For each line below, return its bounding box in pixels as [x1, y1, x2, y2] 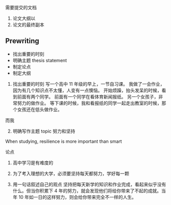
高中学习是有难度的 [12, 160, 54, 166]
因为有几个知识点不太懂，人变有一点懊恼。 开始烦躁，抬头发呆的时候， [12, 87, 162, 93]
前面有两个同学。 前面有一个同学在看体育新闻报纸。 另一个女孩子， [17, 93, 159, 99]
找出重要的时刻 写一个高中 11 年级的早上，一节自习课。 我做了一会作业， [12, 81, 165, 87]
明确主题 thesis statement [12, 57, 67, 63]
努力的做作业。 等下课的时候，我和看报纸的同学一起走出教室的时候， [17, 100, 162, 106]
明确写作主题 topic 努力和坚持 [12, 128, 76, 134]
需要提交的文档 [5, 5, 37, 10]
